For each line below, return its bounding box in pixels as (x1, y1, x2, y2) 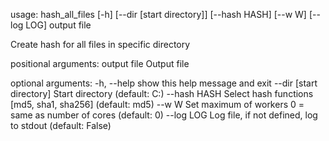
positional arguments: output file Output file (10, 58, 190, 69)
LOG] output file (25, 19, 92, 31)
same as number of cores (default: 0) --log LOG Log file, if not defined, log (10, 109, 318, 121)
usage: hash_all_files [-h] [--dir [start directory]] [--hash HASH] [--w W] (10, 9, 307, 20)
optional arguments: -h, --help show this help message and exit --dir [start (10, 77, 318, 89)
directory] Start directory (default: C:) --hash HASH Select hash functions (10, 88, 314, 99)
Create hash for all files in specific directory (10, 39, 191, 50)
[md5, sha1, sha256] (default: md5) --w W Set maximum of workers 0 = (10, 99, 305, 110)
